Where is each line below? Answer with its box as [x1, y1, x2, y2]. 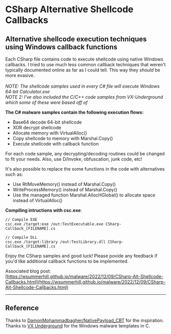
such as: [5, 172, 23, 177]
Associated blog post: [5, 268, 51, 274]
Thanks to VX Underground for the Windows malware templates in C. [5, 322, 150, 329]
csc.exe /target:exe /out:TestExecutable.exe [5, 221, 103, 227]
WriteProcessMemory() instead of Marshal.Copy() [12, 187, 118, 192]
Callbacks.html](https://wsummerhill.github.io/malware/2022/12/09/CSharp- [5, 279, 166, 285]
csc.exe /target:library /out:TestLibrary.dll [5, 239, 106, 244]
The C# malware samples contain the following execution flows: [5, 109, 144, 115]
